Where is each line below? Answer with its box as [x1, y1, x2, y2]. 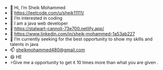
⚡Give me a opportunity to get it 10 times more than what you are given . [9, 60, 159, 65]
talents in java [9, 41, 39, 47]
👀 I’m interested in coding [9, 15, 63, 21]
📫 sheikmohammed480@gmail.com [9, 47, 86, 53]
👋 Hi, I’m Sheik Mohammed [9, 5, 66, 10]
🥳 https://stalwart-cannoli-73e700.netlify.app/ [9, 26, 104, 32]
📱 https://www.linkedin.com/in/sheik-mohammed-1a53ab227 [9, 31, 136, 36]
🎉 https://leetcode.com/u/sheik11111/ [9, 10, 84, 16]
